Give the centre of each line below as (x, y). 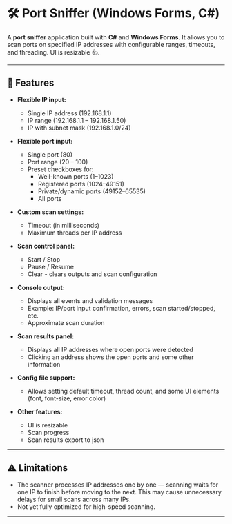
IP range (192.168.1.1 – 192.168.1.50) (77, 120)
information (44, 364)
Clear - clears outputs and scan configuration (92, 274)
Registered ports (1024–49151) (81, 184)
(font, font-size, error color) (67, 398)
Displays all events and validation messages (90, 300)
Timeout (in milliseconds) (64, 225)
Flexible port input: (45, 141)
